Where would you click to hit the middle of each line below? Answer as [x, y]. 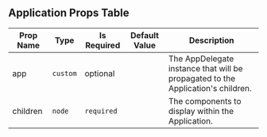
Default [144, 35]
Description [212, 40]
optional [100, 73]
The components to [205, 101]
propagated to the [202, 78]
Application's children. [210, 88]
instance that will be [206, 68]
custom [64, 73]
